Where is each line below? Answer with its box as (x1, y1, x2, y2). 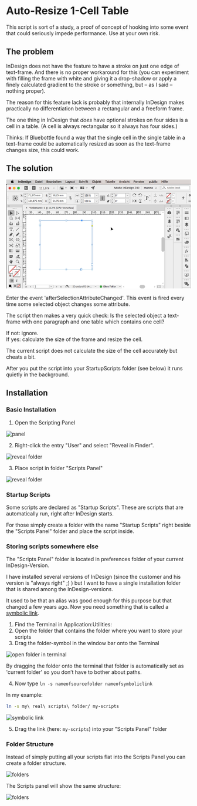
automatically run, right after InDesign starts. (6, 510, 114, 517)
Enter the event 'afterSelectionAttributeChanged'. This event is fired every (6, 295, 185, 301)
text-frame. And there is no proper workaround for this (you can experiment (6, 69, 189, 76)
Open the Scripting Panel (14, 419, 76, 426)
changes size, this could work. (6, 146, 80, 153)
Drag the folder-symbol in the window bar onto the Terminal (14, 640, 159, 647)
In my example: (6, 692, 43, 699)
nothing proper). (6, 87, 46, 95)
